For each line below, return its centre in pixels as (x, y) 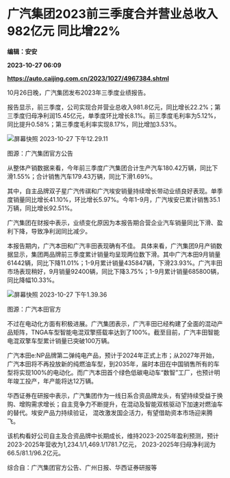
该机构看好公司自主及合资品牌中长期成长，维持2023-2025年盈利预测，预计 (113, 436)
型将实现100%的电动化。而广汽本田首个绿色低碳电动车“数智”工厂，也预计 (111, 372)
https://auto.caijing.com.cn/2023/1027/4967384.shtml (88, 78)
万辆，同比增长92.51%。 (42, 208)
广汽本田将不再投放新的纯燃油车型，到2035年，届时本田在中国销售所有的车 (114, 364)
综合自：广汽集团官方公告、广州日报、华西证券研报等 (82, 467)
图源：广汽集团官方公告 (40, 153)
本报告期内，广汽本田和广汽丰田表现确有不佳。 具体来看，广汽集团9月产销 (112, 246)
